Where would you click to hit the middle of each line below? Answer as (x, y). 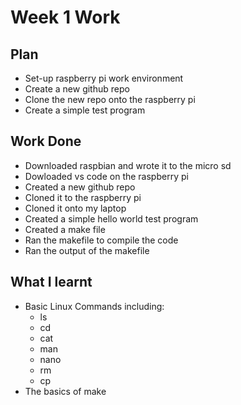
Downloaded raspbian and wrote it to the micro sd (128, 165)
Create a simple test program (85, 110)
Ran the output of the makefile (87, 250)
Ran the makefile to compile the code (101, 240)
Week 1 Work (65, 17)
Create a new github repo (77, 89)
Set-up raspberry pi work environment (104, 78)
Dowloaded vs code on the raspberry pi (106, 176)
